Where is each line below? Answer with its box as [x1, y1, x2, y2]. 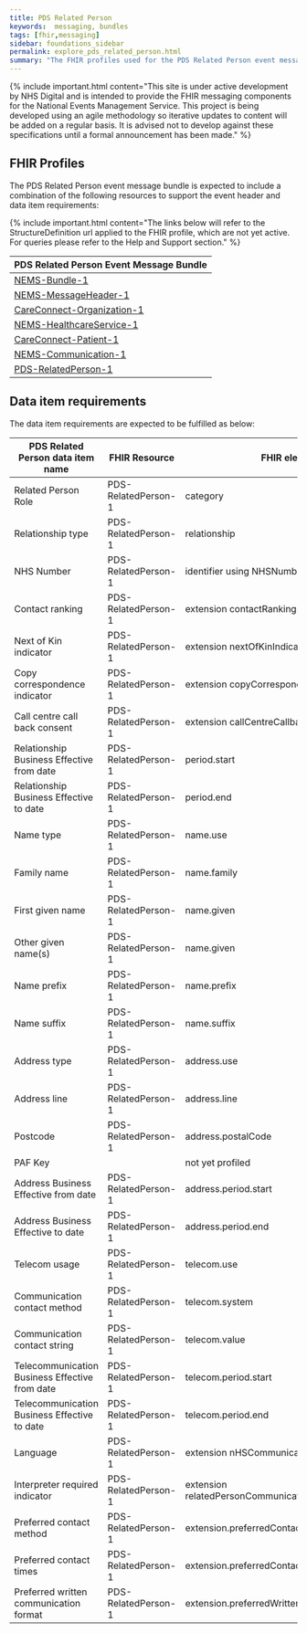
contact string [14, 1339, 75, 1352]
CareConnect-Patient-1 [14, 332, 120, 345]
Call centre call [14, 710, 79, 722]
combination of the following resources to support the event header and [9, 189, 281, 201]
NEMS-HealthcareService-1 [14, 318, 139, 331]
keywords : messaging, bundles [9, 22, 129, 31]
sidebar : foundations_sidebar [9, 38, 125, 48]
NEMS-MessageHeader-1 [14, 289, 130, 301]
